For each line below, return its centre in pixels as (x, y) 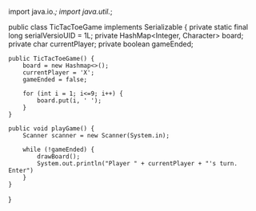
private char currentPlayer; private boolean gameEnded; (101, 44)
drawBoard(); (59, 157)
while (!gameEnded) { (58, 149)
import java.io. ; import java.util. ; (60, 12)
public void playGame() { (51, 129)
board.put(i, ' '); (70, 101)
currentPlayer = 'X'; (58, 73)
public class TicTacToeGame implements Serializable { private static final (128, 27)
